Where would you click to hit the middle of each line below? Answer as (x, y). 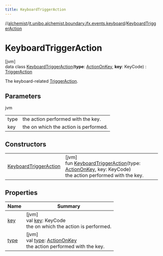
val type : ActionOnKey (51, 240)
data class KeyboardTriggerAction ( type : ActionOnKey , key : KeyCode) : (76, 66)
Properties (21, 192)
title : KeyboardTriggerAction (36, 9)
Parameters (23, 96)
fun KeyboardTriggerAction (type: (103, 164)
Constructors (26, 144)
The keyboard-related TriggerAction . (42, 81)
